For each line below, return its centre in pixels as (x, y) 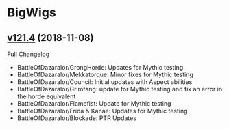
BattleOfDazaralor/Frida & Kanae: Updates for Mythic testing (102, 111)
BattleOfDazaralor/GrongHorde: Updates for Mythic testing (100, 67)
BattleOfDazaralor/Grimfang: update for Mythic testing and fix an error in (120, 89)
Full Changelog (28, 54)
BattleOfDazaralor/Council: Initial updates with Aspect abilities (105, 82)
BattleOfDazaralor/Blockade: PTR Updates (77, 118)
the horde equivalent (46, 96)
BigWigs (32, 13)
